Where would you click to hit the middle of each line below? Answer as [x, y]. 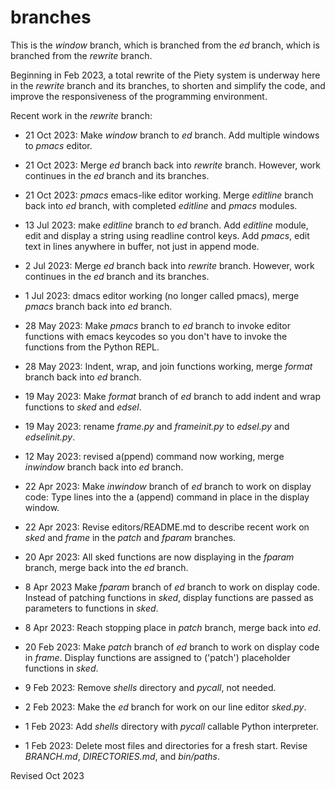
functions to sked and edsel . [83, 407]
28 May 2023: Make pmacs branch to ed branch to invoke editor [157, 325]
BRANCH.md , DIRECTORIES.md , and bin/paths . [122, 756]
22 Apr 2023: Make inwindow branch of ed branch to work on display [168, 486]
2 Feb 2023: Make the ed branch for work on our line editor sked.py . [165, 707]
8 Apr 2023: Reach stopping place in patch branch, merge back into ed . [173, 627]
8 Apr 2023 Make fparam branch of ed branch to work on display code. [172, 587]
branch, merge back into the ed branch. [106, 567]
